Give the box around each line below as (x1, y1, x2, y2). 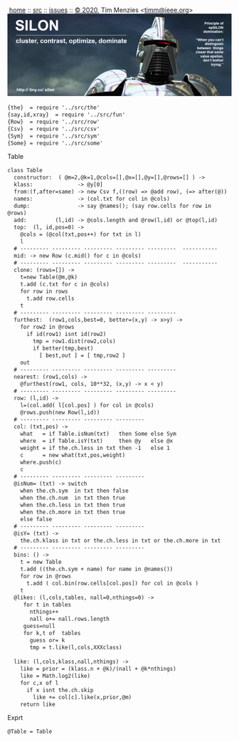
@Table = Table (7, 728, 53, 735)
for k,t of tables (23, 629, 81, 637)
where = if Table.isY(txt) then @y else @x (20, 437, 174, 444)
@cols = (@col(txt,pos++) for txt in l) (20, 231, 142, 238)
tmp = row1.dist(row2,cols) (33, 338, 116, 345)
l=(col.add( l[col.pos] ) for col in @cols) (20, 402, 154, 409)
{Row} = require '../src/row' (7, 118, 100, 125)
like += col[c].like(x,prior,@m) (33, 694, 132, 701)
